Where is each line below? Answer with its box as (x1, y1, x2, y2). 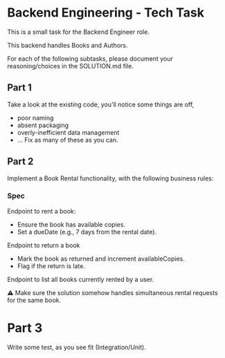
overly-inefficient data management (17, 128, 120, 136)
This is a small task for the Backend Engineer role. (7, 28, 150, 36)
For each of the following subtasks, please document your (7, 54, 173, 63)
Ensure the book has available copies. (17, 220, 126, 229)
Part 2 (7, 156, 34, 167)
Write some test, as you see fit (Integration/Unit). (7, 343, 147, 351)
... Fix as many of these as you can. (17, 135, 118, 144)
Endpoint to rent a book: (7, 207, 76, 215)
